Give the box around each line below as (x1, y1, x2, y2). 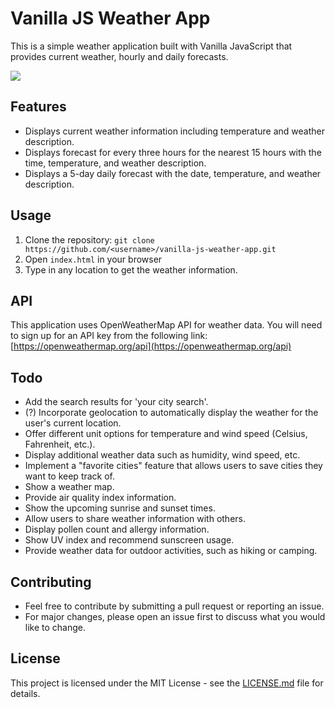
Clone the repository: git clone (24, 233, 155, 246)
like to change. (24, 622, 87, 633)
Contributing (10, 573, 92, 591)
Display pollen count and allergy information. (24, 523, 210, 536)
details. (10, 687, 41, 699)
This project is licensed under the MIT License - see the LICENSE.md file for (10, 677, 324, 689)
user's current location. (24, 417, 122, 429)
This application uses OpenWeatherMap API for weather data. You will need (10, 319, 323, 331)
